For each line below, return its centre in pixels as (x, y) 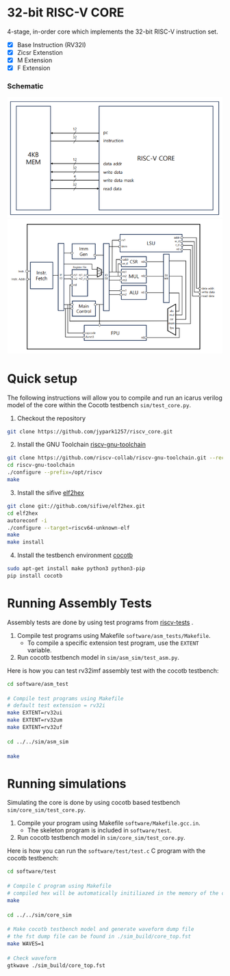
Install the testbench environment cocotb (75, 555)
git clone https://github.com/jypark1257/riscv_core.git (90, 432)
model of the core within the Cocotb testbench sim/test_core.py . (99, 404)
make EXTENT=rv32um (35, 720)
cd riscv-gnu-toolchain (41, 465)
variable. (40, 650)
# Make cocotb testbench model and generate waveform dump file (101, 929)
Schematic (25, 86)
